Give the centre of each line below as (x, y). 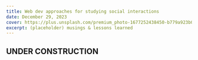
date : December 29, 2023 (37, 17)
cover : (14, 22)
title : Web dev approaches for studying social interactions (83, 11)
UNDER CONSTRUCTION (52, 51)
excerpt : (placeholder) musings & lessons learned (70, 28)
